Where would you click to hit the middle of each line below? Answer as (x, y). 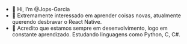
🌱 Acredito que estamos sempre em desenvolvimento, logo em (90, 28)
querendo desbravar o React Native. (57, 22)
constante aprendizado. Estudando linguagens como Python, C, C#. (96, 34)
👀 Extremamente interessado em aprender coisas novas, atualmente (97, 15)
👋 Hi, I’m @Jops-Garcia (41, 9)
